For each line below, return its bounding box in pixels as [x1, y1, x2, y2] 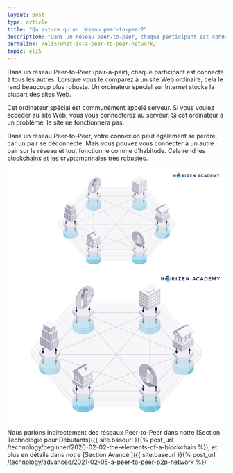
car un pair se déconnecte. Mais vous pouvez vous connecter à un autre [7, 139, 214, 147]
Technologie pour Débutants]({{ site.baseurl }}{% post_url [7, 435, 173, 444]
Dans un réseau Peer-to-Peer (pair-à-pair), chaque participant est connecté [7, 68, 224, 76]
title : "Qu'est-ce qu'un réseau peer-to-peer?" [7, 26, 148, 33]
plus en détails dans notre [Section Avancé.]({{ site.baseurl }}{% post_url [7, 450, 216, 458]
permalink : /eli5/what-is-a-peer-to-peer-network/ [7, 40, 157, 48]
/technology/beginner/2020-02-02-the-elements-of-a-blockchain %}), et [7, 442, 218, 451]
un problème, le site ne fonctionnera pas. [7, 118, 125, 127]
